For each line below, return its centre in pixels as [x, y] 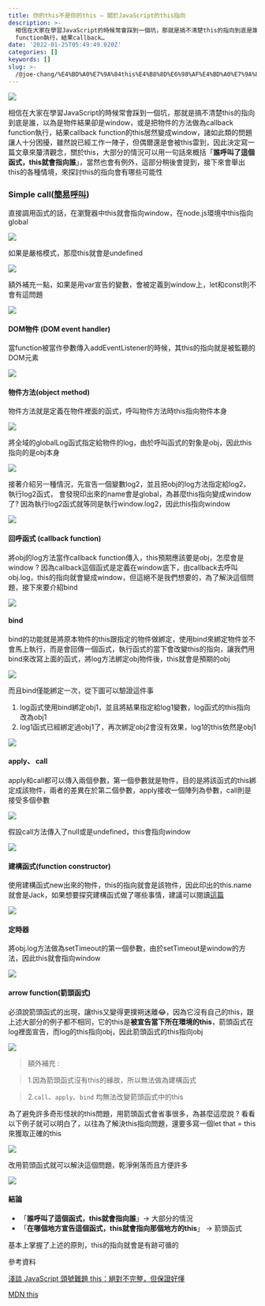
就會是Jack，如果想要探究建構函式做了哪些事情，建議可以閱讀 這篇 [116, 895]
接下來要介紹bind [50, 587]
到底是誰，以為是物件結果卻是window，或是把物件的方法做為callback [121, 122]
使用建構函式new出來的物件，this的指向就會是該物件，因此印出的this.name [130, 885]
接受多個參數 [29, 800]
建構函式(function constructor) [60, 866]
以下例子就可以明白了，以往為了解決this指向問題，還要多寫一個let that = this [132, 1123]
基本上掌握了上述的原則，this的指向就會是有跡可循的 [93, 1244]
